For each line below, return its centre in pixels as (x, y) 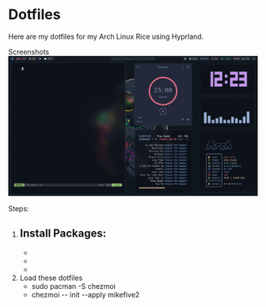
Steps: (19, 208)
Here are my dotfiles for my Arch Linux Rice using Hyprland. (106, 36)
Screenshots (29, 51)
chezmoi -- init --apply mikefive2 (85, 294)
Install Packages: (63, 234)
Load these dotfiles (51, 278)
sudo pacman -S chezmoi (74, 286)
